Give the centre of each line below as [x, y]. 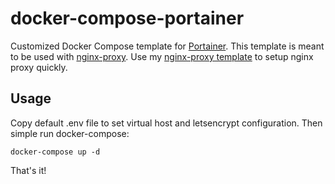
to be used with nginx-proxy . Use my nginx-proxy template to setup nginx [162, 56]
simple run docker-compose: [70, 133]
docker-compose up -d [55, 152]
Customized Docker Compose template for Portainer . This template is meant [167, 46]
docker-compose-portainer [127, 18]
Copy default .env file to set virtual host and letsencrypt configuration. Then [166, 123]
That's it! [28, 170]
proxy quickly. [39, 67]
